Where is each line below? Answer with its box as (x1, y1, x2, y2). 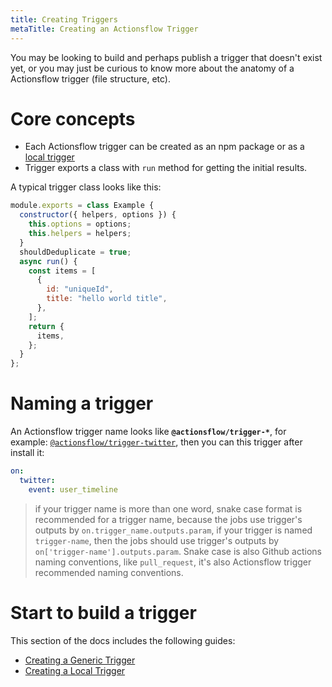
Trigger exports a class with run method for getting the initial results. (24, 162, 308, 174)
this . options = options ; (28, 219, 132, 230)
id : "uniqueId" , (46, 284, 114, 295)
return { (28, 321, 65, 331)
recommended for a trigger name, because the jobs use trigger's (34, 513, 303, 525)
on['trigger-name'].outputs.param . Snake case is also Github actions (34, 545, 322, 557)
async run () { (19, 256, 78, 266)
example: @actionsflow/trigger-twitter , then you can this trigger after (10, 436, 303, 448)
